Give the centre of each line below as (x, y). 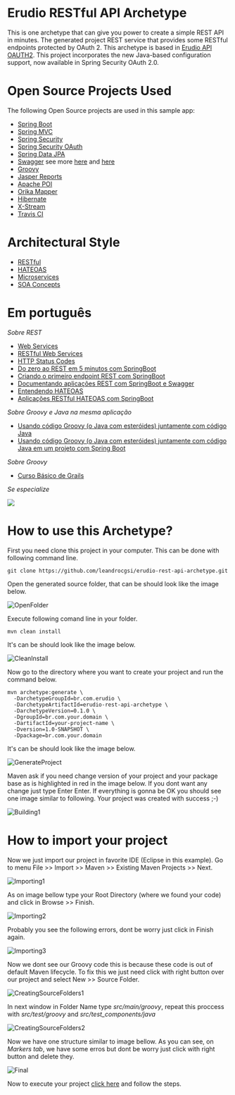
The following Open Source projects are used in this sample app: (101, 110)
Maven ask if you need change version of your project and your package (113, 776)
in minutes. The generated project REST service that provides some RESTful (118, 39)
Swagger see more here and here (66, 161)
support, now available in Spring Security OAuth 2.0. (83, 62)
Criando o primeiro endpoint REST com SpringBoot (91, 376)
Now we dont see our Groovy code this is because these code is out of (110, 964)
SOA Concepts (39, 284)
